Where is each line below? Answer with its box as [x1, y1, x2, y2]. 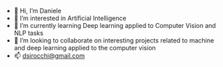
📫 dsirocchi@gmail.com [13, 52, 85, 59]
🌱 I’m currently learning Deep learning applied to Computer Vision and [13, 22, 217, 29]
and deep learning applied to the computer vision [13, 44, 156, 52]
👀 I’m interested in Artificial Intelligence [13, 14, 127, 22]
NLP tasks [13, 29, 44, 37]
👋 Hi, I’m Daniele [13, 7, 62, 15]
